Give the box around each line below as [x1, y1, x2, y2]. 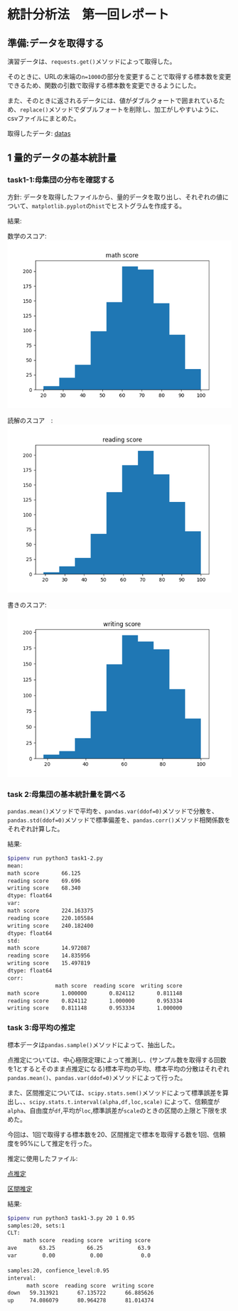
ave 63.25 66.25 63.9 [7, 1245, 151, 1252]
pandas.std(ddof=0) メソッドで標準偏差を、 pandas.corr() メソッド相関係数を [7, 815, 231, 824]
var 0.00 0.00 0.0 [7, 1252, 151, 1259]
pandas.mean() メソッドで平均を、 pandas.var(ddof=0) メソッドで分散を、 [7, 806, 218, 815]
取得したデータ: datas [7, 129, 71, 137]
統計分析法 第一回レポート [7, 6, 170, 23]
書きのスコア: [7, 600, 48, 609]
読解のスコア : [7, 416, 53, 424]
